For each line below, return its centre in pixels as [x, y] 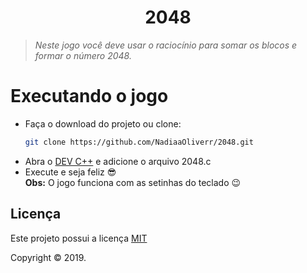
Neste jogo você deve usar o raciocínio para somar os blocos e [166, 45]
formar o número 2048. [83, 55]
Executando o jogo [89, 96]
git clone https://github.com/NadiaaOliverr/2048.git [139, 142]
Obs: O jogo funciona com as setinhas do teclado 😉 [133, 182]
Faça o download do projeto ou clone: [103, 123]
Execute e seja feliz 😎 [70, 172]
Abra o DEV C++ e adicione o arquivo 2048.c [118, 161]
